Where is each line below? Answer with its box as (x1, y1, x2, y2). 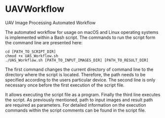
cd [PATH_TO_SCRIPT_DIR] (5, 49, 56, 54)
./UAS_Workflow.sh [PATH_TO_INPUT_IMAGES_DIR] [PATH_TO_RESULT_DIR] (5, 58, 149, 62)
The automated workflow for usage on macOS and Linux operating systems (5, 29, 159, 35)
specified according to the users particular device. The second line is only (5, 77, 156, 83)
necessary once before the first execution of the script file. (5, 82, 125, 88)
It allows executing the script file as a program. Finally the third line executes (5, 91, 161, 97)
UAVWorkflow (5, 3, 65, 15)
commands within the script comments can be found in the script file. (5, 107, 146, 113)
